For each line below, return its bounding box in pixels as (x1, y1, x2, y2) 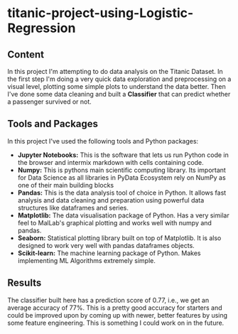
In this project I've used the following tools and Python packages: (7, 136, 199, 145)
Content (7, 48, 45, 60)
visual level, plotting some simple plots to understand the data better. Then (7, 82, 226, 90)
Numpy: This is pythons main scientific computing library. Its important (17, 166, 226, 174)
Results (7, 277, 42, 289)
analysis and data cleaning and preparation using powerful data (17, 195, 205, 204)
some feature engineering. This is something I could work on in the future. (7, 318, 225, 327)
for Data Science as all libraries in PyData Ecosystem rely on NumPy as (17, 173, 226, 182)
